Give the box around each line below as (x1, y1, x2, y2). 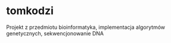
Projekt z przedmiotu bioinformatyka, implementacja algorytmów (6, 24, 166, 31)
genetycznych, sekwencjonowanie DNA (6, 29, 104, 37)
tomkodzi (6, 4, 54, 18)
